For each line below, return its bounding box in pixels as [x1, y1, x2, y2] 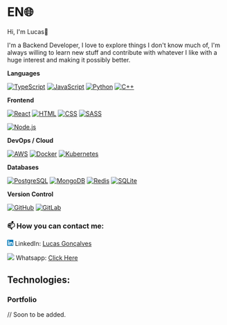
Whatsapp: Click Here [15, 254, 78, 262]
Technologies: [7, 274, 71, 286]
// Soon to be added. [7, 310, 66, 319]
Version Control [7, 190, 54, 198]
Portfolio [7, 295, 37, 304]
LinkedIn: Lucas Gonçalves [15, 240, 92, 248]
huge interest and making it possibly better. [7, 55, 131, 64]
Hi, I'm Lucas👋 [7, 27, 48, 35]
